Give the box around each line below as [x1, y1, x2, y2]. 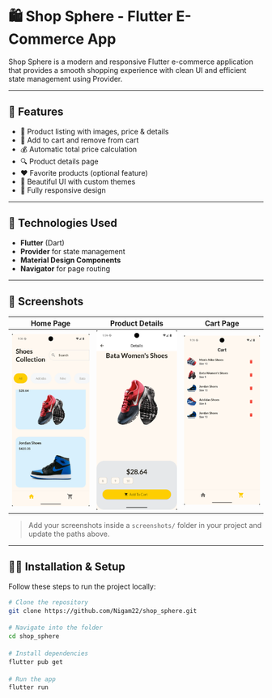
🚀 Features [8, 105, 64, 119]
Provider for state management [19, 246, 125, 256]
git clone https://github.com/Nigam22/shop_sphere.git [8, 606, 198, 615]
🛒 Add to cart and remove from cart [19, 135, 139, 145]
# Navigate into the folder [8, 624, 104, 632]
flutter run [8, 683, 49, 692]
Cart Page [205, 318, 240, 328]
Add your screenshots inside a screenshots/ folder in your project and [28, 520, 261, 530]
